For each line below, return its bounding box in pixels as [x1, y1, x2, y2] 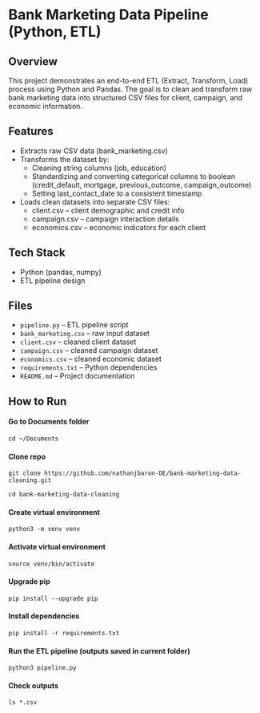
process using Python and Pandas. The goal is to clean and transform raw [8, 84, 253, 94]
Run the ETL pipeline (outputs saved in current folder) [8, 646, 190, 655]
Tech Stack [8, 246, 66, 260]
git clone [8, 469, 42, 478]
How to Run [8, 395, 67, 408]
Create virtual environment [8, 507, 100, 517]
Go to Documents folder [8, 417, 90, 427]
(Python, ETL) [8, 22, 102, 41]
